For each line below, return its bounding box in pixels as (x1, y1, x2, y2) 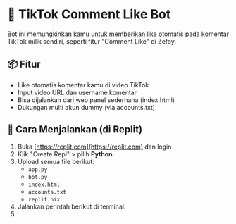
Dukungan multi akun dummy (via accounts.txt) (17, 103, 156, 111)
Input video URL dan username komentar (17, 88, 137, 97)
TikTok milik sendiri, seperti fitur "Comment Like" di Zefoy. (7, 37, 176, 45)
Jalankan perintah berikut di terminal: (17, 202, 126, 211)
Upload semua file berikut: (17, 157, 95, 166)
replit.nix (27, 196, 61, 203)
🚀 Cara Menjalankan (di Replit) (7, 123, 143, 136)
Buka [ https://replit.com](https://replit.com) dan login (17, 142, 172, 151)
